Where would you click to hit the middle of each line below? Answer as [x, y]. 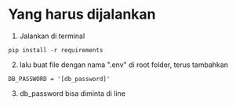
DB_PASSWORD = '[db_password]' [59, 79]
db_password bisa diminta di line [72, 93]
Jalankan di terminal [52, 36]
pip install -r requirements [56, 50]
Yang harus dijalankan [82, 14]
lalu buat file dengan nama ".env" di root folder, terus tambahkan [124, 65]
